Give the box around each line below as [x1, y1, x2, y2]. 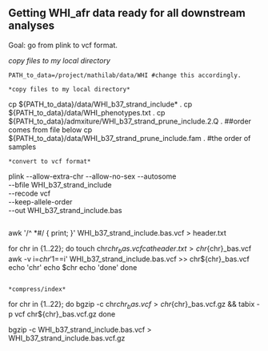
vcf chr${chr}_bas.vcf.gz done [14, 309, 116, 319]
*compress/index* [8, 284, 66, 293]
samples [8, 142, 37, 151]
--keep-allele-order [8, 196, 73, 207]
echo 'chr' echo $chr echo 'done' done [8, 262, 138, 272]
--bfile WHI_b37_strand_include [8, 180, 112, 189]
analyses [8, 19, 55, 33]
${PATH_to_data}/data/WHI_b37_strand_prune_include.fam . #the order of [8, 133, 251, 143]
